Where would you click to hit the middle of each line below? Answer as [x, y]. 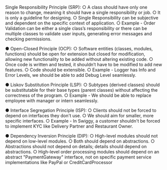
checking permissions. [28, 39]
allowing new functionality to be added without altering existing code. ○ [79, 59]
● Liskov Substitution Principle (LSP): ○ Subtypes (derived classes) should [83, 85]
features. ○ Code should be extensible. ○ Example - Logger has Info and [81, 70]
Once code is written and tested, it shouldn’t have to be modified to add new [84, 65]
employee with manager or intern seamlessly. [52, 101]
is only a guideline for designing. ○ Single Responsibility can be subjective [82, 18]
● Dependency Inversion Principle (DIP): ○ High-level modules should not [82, 136]
